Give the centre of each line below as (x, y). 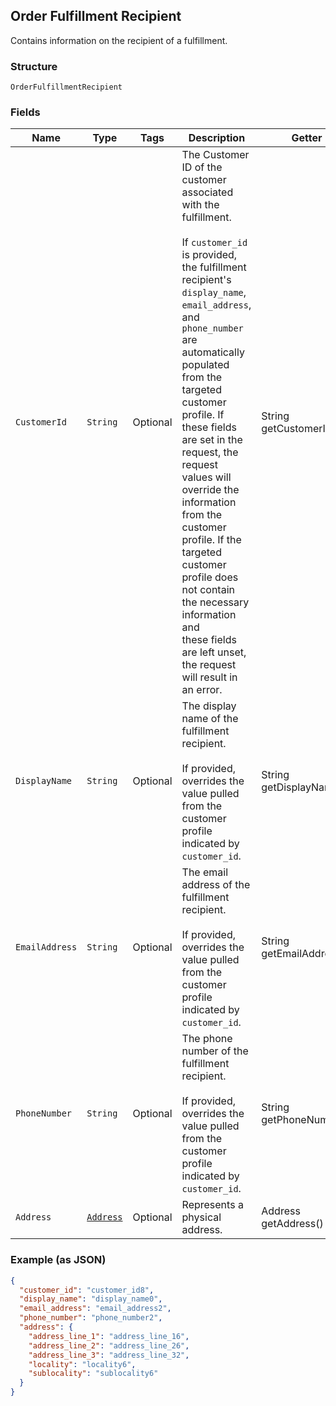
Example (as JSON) (58, 1260)
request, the (210, 452)
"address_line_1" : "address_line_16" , (109, 1336)
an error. (202, 690)
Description (217, 138)
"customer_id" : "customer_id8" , (87, 1290)
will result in (209, 677)
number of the (215, 1051)
